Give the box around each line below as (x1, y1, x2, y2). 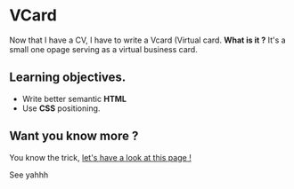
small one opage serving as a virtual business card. (9, 43, 198, 54)
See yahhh (9, 169, 49, 180)
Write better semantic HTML (21, 93, 127, 104)
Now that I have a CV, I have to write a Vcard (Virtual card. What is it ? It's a (9, 35, 287, 45)
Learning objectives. (9, 70, 127, 85)
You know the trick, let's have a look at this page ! (9, 152, 192, 162)
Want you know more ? (9, 129, 139, 144)
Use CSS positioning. (21, 103, 101, 114)
